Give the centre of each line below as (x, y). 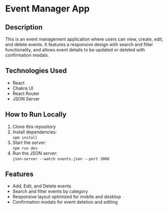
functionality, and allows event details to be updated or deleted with (75, 50)
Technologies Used (36, 71)
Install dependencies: (35, 132)
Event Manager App (47, 9)
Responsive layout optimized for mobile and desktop (67, 197)
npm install (25, 137)
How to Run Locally (36, 115)
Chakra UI (23, 88)
